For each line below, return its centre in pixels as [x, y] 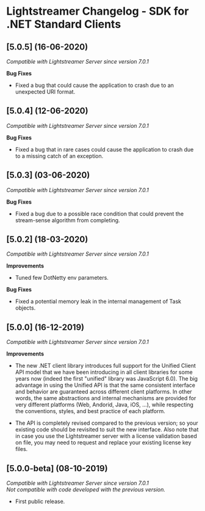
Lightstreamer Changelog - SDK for [98, 11]
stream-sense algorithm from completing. [67, 220]
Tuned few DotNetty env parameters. [62, 278]
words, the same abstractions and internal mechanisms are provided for [106, 398]
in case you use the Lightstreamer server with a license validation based [106, 436]
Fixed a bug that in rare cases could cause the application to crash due [104, 149]
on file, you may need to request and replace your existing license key [103, 442]
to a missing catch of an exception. [59, 156]
